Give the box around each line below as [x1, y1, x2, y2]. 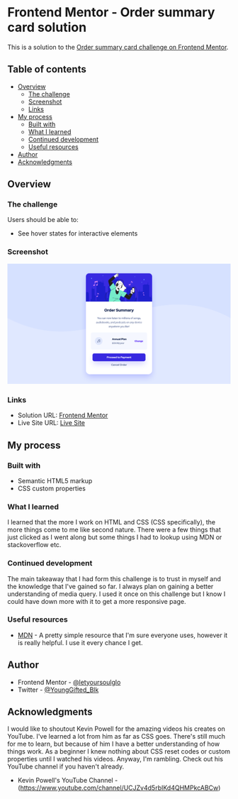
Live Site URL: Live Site [17, 419, 86, 427]
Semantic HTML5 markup [17, 476, 93, 485]
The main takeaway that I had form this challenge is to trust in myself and [7, 574, 221, 583]
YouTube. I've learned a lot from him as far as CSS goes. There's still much [7, 732, 225, 741]
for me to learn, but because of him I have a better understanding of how [7, 739, 220, 749]
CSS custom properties [17, 484, 86, 492]
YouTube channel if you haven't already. [7, 762, 125, 771]
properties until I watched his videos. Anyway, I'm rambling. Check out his [7, 755, 223, 764]
